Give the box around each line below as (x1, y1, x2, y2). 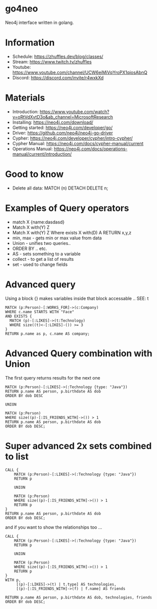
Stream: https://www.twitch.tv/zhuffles (12, 58, 92, 65)
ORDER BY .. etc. (12, 245, 47, 251)
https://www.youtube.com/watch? (39, 108, 109, 115)
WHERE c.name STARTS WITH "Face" (5, 309, 75, 314)
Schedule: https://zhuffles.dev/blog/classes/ (12, 53, 103, 59)
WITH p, (5, 577, 21, 583)
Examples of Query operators (5, 203, 129, 213)
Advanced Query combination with (5, 348, 153, 359)
